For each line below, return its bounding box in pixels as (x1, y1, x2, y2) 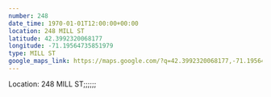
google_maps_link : (8, 57, 70, 65)
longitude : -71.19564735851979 (8, 42, 114, 50)
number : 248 (8, 11, 48, 20)
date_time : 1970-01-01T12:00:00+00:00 (8, 19, 139, 27)
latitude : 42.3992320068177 (8, 34, 103, 43)
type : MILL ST (8, 49, 56, 57)
